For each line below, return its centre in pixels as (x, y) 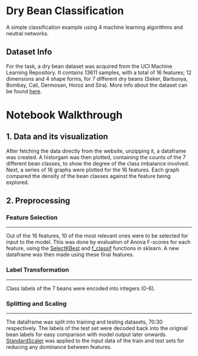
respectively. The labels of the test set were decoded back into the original (97, 328)
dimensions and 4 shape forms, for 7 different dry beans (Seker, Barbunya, (97, 78)
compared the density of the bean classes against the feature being (88, 176)
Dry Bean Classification (65, 11)
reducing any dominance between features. (59, 347)
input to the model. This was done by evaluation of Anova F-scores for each (98, 242)
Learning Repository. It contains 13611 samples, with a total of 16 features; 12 (99, 72)
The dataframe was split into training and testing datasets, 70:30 (85, 322)
